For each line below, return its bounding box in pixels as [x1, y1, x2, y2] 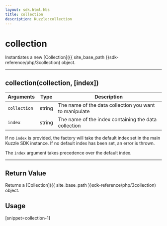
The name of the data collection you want [58, 102, 155, 109]
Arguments [7, 93, 35, 100]
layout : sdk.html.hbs [5, 7, 50, 12]
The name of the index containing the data [58, 116, 157, 123]
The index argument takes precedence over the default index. [5, 150, 132, 156]
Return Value [5, 169, 46, 177]
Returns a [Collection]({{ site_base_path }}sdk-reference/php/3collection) [5, 182, 157, 188]
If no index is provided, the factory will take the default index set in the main [5, 135, 161, 141]
